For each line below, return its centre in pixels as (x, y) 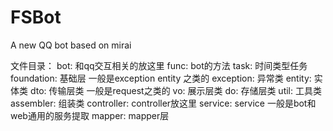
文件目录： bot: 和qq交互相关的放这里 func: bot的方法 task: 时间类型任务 (159, 65)
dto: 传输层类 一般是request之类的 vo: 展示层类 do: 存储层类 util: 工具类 (175, 90)
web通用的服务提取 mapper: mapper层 (90, 115)
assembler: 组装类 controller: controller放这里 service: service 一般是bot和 (163, 103)
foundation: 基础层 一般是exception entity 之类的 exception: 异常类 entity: (161, 78)
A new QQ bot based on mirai (71, 45)
